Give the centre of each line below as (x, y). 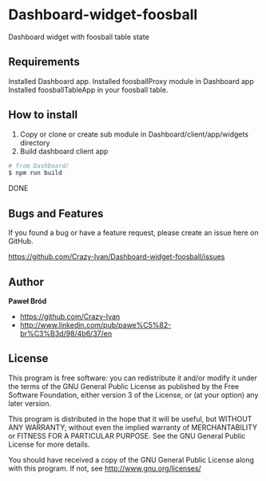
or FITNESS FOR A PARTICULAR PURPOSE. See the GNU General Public (127, 435)
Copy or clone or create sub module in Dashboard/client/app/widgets (134, 134)
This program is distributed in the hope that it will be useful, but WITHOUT (130, 419)
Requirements (44, 62)
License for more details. (49, 444)
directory (35, 142)
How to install (43, 115)
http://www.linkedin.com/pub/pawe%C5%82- (95, 324)
